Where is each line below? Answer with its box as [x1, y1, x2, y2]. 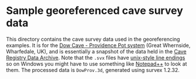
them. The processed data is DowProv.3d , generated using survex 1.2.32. [6, 66, 180, 73]
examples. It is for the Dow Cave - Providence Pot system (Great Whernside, [6, 42, 191, 49]
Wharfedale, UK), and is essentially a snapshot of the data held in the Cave [6, 48, 187, 55]
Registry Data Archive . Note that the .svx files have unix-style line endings [6, 54, 185, 61]
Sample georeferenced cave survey [6, 4, 183, 17]
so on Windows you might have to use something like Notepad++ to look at [6, 60, 187, 67]
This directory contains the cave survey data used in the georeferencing [6, 35, 180, 42]
